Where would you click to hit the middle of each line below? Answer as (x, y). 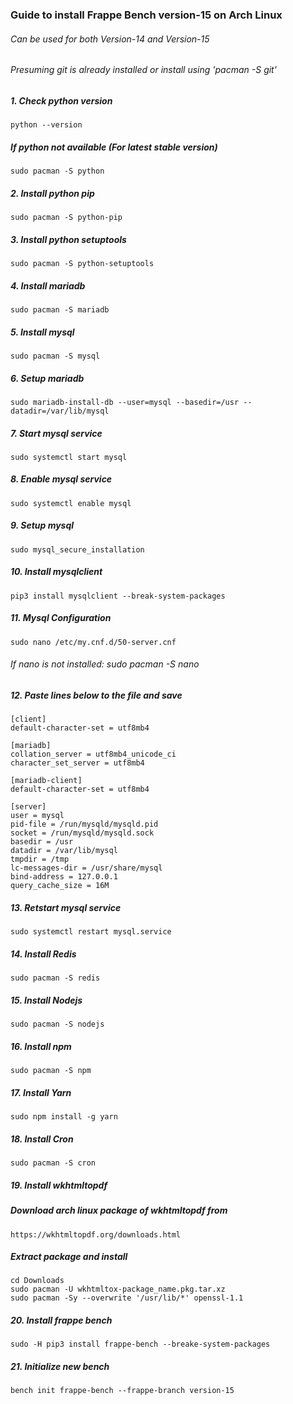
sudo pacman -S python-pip (66, 218)
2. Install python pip (52, 193)
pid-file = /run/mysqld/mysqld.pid (84, 824)
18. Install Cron (42, 1139)
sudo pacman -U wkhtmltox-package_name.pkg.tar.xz (118, 1289)
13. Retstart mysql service (66, 907)
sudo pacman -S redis (55, 978)
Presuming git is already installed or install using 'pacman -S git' (143, 70)
